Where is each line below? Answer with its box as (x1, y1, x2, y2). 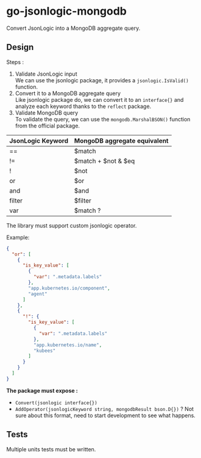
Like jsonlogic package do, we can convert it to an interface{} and (15, 96, 184, 103)
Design (6, 42, 34, 52)
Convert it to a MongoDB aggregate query (15, 90, 121, 97)
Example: (6, 234, 30, 241)
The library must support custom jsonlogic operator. (6, 221, 137, 229)
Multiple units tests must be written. (6, 445, 96, 453)
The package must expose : (6, 387, 78, 394)
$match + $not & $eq (74, 157, 135, 165)
